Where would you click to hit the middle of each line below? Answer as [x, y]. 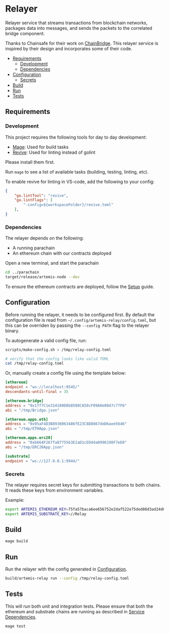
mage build [17, 541]
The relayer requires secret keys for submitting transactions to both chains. [83, 485]
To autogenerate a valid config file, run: [46, 340]
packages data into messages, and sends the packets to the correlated [79, 28]
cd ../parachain [22, 272]
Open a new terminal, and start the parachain [52, 263]
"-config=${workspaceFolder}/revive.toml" [68, 205]
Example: [15, 500]
